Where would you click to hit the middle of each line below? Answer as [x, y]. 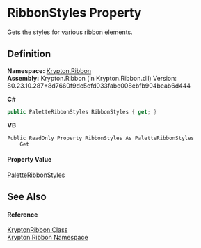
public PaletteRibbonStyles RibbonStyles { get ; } [82, 112]
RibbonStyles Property [74, 13]
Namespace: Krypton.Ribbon [49, 70]
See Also [27, 197]
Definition [29, 54]
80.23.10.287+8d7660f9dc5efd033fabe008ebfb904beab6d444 [99, 86]
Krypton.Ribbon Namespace [48, 238]
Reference [23, 215]
